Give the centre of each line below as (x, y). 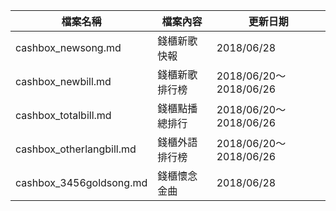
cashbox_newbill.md (63, 81)
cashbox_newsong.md (68, 47)
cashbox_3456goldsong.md (81, 182)
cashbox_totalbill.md (63, 115)
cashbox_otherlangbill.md (76, 149)
